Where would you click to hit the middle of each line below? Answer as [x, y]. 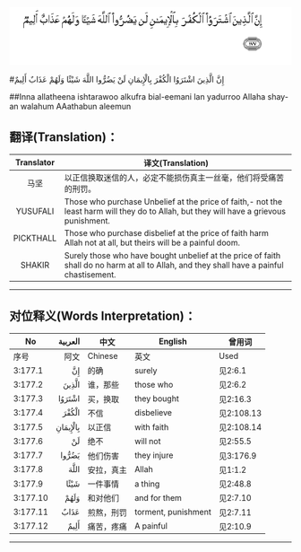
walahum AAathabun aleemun [76, 107]
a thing [147, 484]
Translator [35, 162]
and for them [158, 497]
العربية [69, 342]
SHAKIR [35, 265]
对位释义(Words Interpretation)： [103, 315]
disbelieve [153, 413]
